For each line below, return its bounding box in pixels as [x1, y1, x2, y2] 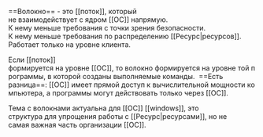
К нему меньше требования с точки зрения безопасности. [8, 23, 206, 32]
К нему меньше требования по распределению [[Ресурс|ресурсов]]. [8, 31, 242, 41]
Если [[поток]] [8, 55, 57, 64]
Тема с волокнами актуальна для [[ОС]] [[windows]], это [8, 103, 199, 113]
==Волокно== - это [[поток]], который [8, 7, 138, 16]
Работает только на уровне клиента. [8, 40, 131, 49]
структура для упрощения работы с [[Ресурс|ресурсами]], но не [8, 112, 228, 121]
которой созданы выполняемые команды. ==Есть [53, 72, 224, 81]
